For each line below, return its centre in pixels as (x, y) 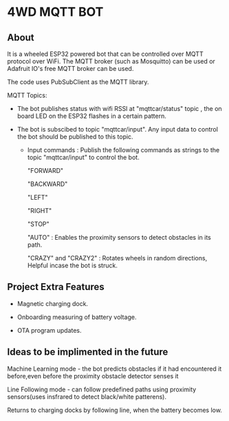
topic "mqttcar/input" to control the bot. (83, 157)
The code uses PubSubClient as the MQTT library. (78, 82)
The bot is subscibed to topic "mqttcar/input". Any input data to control (118, 129)
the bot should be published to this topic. (75, 136)
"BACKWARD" (47, 184)
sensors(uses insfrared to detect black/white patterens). (87, 396)
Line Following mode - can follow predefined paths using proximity (102, 389)
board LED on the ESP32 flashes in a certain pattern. (92, 116)
